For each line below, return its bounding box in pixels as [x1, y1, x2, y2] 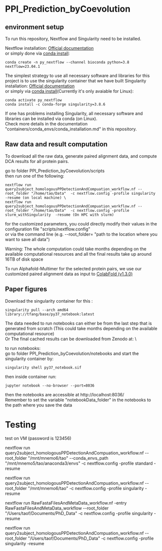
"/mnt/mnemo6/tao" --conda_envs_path [28, 455, 108, 461]
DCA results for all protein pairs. [5, 158, 69, 164]
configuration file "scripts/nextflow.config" [5, 226, 90, 232]
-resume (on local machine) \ [5, 195, 67, 200]
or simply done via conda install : [5, 50, 70, 56]
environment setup [5, 23, 64, 31]
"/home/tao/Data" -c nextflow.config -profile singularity [31, 191, 156, 196]
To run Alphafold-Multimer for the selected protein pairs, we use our [5, 265, 142, 271]
